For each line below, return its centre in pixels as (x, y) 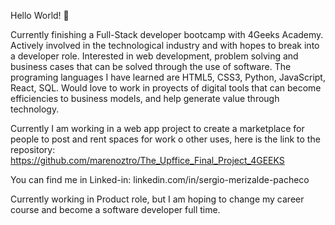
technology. (35, 109)
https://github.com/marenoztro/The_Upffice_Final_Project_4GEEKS (147, 160)
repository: (33, 149)
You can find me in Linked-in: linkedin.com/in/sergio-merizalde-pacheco (160, 179)
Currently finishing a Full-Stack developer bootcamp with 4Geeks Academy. (167, 34)
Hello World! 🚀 (40, 15)
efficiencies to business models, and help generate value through (145, 98)
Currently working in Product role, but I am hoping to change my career (157, 199)
